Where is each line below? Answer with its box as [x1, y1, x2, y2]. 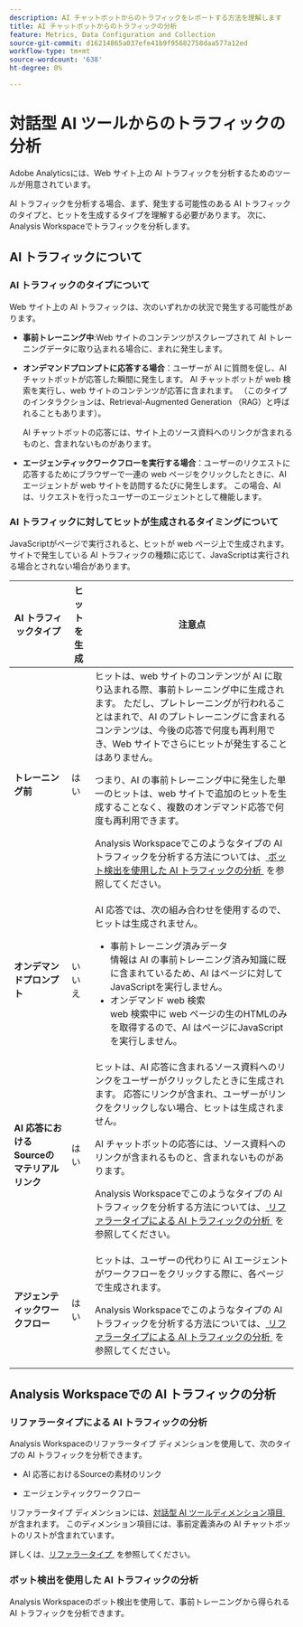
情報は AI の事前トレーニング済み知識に [109, 953, 278, 965]
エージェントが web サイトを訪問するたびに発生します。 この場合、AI [22, 480, 281, 491]
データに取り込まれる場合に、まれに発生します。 [46, 343, 227, 353]
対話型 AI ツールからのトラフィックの [9, 114, 286, 134]
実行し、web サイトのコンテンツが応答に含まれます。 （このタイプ [38, 385, 288, 396]
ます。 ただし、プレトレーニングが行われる [94, 697, 277, 710]
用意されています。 [24, 178, 96, 190]
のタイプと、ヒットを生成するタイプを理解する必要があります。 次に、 [9, 209, 271, 220]
